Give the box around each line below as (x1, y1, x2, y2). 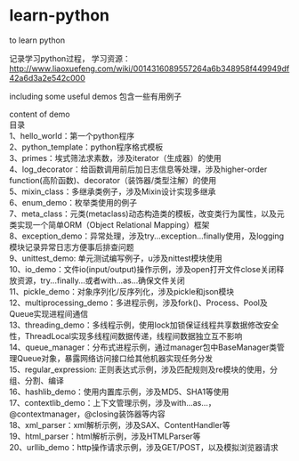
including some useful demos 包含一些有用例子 (9, 91, 182, 101)
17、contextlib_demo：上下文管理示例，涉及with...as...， (9, 397, 216, 408)
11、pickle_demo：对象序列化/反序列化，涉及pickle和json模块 (9, 286, 235, 296)
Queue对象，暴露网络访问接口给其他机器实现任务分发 (16, 352, 214, 363)
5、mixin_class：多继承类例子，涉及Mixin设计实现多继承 (9, 186, 216, 197)
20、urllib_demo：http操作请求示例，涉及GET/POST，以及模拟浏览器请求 (9, 441, 279, 452)
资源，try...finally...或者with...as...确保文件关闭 (16, 275, 185, 286)
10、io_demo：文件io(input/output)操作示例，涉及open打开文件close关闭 (9, 263, 277, 274)
